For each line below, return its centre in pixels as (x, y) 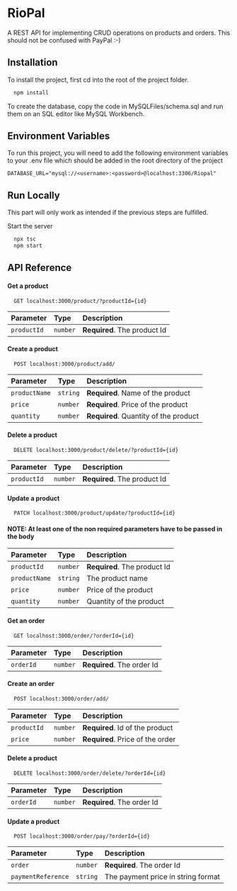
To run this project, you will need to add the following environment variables (118, 153)
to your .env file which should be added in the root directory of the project (115, 160)
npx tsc (25, 239)
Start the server (30, 226)
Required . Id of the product (128, 727)
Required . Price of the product (137, 404)
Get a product (28, 286)
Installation (33, 63)
